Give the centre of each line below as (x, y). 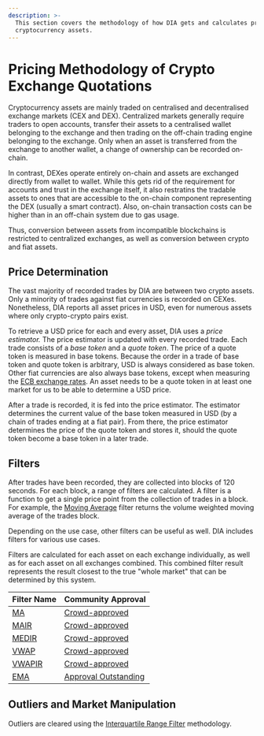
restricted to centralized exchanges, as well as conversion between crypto (129, 239)
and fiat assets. (33, 247)
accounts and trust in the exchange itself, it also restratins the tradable (122, 190)
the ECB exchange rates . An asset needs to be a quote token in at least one (130, 381)
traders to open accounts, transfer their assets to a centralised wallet (120, 125)
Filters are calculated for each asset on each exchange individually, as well (129, 554)
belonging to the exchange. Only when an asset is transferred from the (123, 141)
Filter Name (34, 599)
